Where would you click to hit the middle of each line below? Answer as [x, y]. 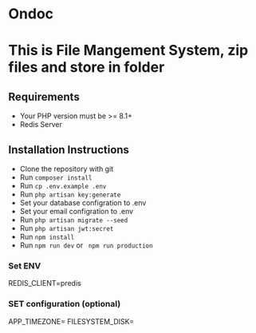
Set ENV [25, 266]
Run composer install [56, 177]
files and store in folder [87, 67]
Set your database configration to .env [83, 203]
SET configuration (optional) [65, 304]
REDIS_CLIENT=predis [45, 283]
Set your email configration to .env [77, 211]
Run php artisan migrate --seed [74, 220]
